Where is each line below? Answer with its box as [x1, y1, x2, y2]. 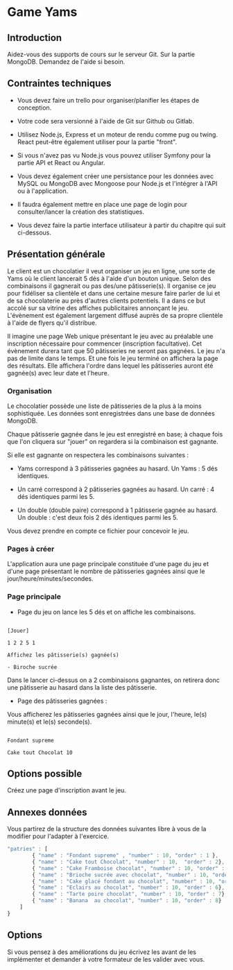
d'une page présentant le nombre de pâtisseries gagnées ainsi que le [7, 567, 205, 576]
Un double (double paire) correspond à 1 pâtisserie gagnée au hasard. [17, 506, 218, 514]
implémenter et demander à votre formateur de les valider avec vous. [7, 955, 205, 963]
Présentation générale [7, 248, 105, 260]
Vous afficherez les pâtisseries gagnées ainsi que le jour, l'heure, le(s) [7, 710, 207, 718]
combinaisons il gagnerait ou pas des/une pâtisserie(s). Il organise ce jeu [7, 282, 216, 290]
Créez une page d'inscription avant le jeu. [7, 786, 127, 794]
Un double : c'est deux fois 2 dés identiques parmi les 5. [17, 513, 178, 521]
